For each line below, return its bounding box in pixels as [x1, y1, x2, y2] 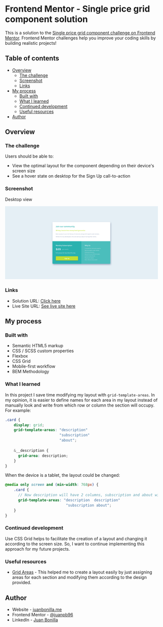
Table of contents [5, 54, 59, 63]
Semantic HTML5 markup [12, 343, 64, 349]
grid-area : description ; [17, 453, 68, 458]
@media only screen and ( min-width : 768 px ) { [5, 483, 98, 487]
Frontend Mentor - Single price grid [5, 3, 150, 15]
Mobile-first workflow [12, 363, 56, 369]
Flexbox [12, 353, 28, 359]
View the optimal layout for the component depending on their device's [12, 163, 154, 169]
